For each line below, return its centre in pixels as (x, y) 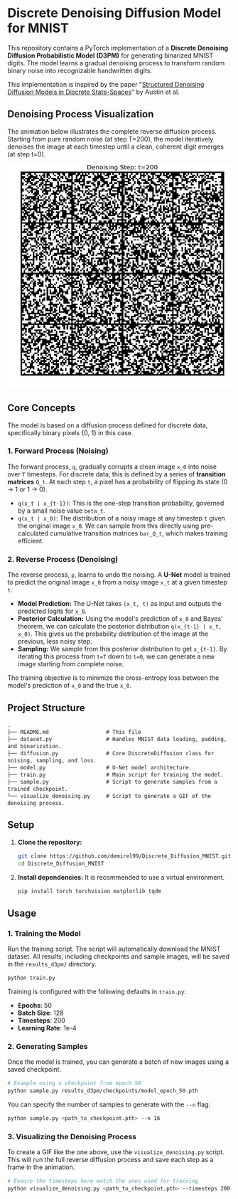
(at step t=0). (27, 154)
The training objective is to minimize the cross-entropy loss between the (113, 678)
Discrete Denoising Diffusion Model (114, 13)
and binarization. (34, 746)
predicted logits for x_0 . (52, 611)
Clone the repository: (50, 842)
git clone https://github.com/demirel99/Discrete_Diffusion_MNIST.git (124, 856)
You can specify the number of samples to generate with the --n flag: (109, 1104)
